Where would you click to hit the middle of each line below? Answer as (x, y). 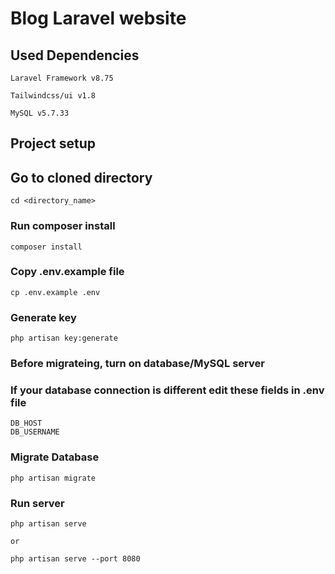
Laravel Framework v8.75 (62, 78)
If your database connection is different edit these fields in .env (167, 390)
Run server (37, 503)
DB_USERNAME (35, 432)
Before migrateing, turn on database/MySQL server (137, 364)
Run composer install (63, 226)
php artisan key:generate (64, 338)
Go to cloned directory (81, 177)
